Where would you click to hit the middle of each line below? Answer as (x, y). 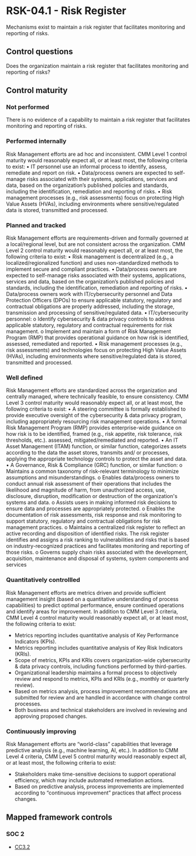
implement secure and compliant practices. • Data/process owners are (92, 269)
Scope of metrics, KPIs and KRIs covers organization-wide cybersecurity (102, 660)
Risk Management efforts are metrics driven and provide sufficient (86, 592)
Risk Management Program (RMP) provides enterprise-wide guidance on (94, 428)
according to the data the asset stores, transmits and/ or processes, (88, 453)
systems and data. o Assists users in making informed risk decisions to (92, 503)
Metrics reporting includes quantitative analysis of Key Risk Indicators (99, 647)
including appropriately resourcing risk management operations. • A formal (97, 422)
